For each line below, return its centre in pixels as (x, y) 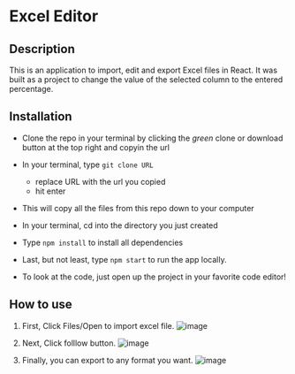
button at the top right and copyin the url (96, 147)
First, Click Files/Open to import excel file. (98, 325)
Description (42, 49)
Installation (41, 117)
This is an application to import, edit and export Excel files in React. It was (144, 70)
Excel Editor (54, 16)
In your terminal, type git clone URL (87, 164)
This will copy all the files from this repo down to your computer (138, 208)
